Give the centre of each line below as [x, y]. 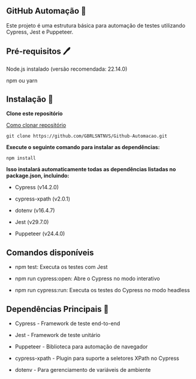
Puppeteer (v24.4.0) [40, 234]
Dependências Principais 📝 [58, 309]
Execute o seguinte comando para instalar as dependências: [83, 147]
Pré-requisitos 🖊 [38, 51]
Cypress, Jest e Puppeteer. [40, 32]
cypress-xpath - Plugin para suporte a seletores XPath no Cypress [97, 358]
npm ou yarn [22, 80]
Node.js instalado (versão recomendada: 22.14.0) [67, 69]
